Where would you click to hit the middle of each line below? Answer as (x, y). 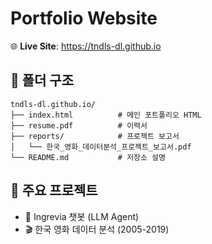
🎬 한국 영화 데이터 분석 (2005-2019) (97, 229)
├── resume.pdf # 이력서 (79, 125)
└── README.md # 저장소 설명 (88, 157)
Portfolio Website (84, 18)
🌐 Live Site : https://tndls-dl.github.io (86, 46)
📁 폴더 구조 (42, 80)
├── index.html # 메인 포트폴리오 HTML (106, 115)
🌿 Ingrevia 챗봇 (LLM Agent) (82, 216)
